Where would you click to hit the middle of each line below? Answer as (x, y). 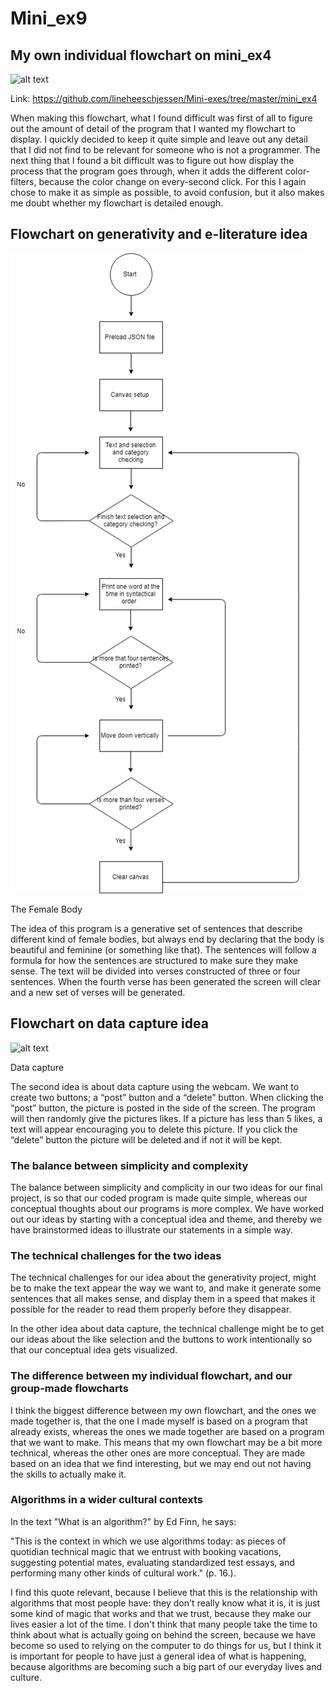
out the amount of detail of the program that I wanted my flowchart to (153, 128)
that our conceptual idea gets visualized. (94, 1350)
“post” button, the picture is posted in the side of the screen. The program (163, 1108)
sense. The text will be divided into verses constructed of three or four (155, 971)
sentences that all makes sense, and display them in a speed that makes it (163, 1299)
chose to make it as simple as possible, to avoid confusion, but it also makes (167, 192)
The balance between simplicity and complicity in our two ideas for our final (166, 1187)
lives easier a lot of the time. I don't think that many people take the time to (164, 1624)
